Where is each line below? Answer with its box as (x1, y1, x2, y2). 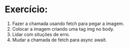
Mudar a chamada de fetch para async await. (12, 37, 107, 43)
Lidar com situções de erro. (12, 31, 70, 37)
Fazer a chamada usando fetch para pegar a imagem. (12, 20, 124, 27)
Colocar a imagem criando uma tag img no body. (12, 26, 115, 32)
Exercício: (5, 4, 48, 15)
